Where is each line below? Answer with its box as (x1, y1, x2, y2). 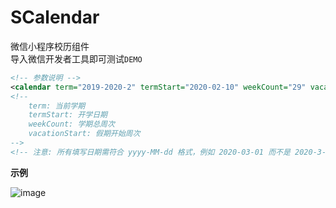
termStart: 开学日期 (28, 110, 108, 120)
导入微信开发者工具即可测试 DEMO (10, 52, 143, 65)
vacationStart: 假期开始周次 (28, 129, 141, 139)
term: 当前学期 (28, 101, 86, 111)
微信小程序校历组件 (10, 40, 90, 52)
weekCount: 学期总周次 (28, 119, 115, 130)
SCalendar (10, 6, 100, 29)
